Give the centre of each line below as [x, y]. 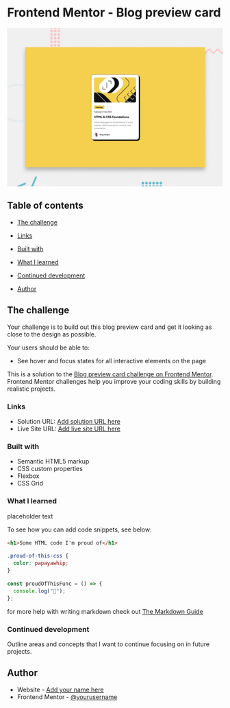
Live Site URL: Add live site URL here [69, 429]
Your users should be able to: [49, 347]
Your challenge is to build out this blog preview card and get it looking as [110, 327]
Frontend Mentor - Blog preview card [114, 13]
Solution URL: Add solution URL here [69, 421]
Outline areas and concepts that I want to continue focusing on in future [108, 644]
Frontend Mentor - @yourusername [67, 697]
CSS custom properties [50, 469]
